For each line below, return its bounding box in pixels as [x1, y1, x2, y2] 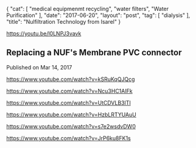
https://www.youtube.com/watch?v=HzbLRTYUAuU [6, 111, 137, 118]
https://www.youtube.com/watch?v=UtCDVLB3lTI [6, 99, 131, 106]
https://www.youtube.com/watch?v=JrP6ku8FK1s [6, 134, 131, 142]
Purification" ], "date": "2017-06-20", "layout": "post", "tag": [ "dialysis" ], [6, 12, 191, 19]
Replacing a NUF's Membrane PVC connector [6, 48, 182, 58]
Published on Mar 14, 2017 [6, 63, 72, 71]
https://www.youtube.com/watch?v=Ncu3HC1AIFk [6, 87, 133, 94]
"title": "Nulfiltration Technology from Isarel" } [6, 18, 121, 25]
